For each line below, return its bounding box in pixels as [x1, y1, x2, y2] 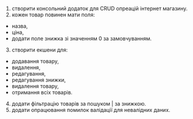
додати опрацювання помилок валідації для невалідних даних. [11, 107, 171, 113]
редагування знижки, [11, 76, 66, 83]
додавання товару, [11, 58, 59, 64]
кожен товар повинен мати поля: [11, 11, 95, 18]
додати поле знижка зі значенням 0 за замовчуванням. [11, 35, 152, 42]
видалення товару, [11, 83, 59, 90]
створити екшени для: [11, 46, 68, 53]
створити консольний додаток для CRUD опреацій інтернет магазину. [11, 5, 188, 12]
